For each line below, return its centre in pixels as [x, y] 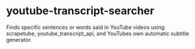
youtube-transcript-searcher [80, 11]
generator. [19, 40]
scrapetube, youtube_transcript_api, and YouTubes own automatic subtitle [98, 33]
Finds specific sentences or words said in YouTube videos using [85, 27]
